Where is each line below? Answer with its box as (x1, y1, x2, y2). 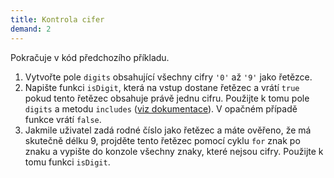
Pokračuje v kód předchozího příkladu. (10, 51, 170, 63)
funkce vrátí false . (24, 113, 102, 125)
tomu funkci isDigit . (24, 156, 111, 168)
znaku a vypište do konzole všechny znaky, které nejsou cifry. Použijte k (24, 145, 324, 157)
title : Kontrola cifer (10, 14, 105, 25)
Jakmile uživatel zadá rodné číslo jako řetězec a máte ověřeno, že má (24, 124, 312, 136)
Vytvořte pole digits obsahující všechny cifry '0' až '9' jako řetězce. (24, 71, 313, 83)
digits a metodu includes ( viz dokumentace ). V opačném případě (24, 102, 298, 115)
